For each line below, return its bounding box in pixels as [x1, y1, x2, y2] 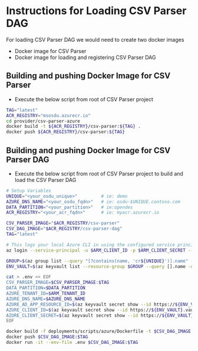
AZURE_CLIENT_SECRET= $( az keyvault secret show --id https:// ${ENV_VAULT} [6, 312, 194, 319]
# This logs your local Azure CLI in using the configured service [6, 241, 176, 248]
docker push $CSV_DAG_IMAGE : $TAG [6, 334, 88, 340]
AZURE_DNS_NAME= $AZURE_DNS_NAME [6, 296, 85, 302]
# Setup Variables [6, 187, 51, 194]
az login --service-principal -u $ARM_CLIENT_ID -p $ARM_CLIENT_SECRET [6, 247, 186, 253]
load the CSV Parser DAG [14, 176, 77, 183]
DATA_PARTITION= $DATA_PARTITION [6, 285, 85, 291]
